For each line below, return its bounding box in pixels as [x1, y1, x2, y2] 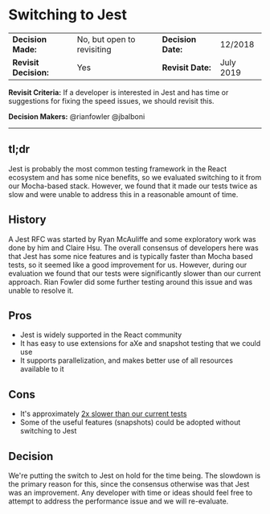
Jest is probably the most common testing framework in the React [8, 163, 227, 174]
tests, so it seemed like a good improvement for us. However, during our [8, 260, 247, 269]
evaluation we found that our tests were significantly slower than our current [8, 268, 261, 278]
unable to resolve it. [8, 286, 74, 295]
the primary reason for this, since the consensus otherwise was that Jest [8, 479, 250, 488]
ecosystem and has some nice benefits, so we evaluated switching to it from [8, 172, 262, 182]
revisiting [76, 43, 112, 55]
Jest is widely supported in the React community [19, 330, 182, 339]
